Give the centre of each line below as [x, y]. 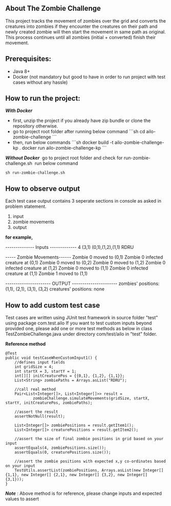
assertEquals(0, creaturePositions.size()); [63, 453]
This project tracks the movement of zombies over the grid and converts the [86, 21]
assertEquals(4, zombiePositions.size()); [60, 448]
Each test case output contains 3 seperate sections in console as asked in [83, 201]
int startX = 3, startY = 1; [46, 372]
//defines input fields [40, 363]
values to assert [22, 499]
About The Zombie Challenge [53, 8]
